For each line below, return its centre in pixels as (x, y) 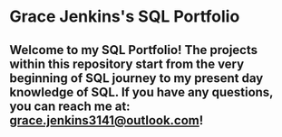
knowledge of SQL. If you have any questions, (141, 92)
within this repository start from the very (127, 64)
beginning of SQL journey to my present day (136, 78)
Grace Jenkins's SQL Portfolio (125, 17)
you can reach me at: (70, 106)
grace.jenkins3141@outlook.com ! (107, 120)
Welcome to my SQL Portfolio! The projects (134, 50)
